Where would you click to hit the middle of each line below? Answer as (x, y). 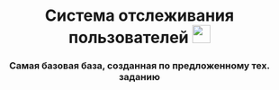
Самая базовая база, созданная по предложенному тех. (139, 66)
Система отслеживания (139, 16)
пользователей (129, 38)
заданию (139, 77)
